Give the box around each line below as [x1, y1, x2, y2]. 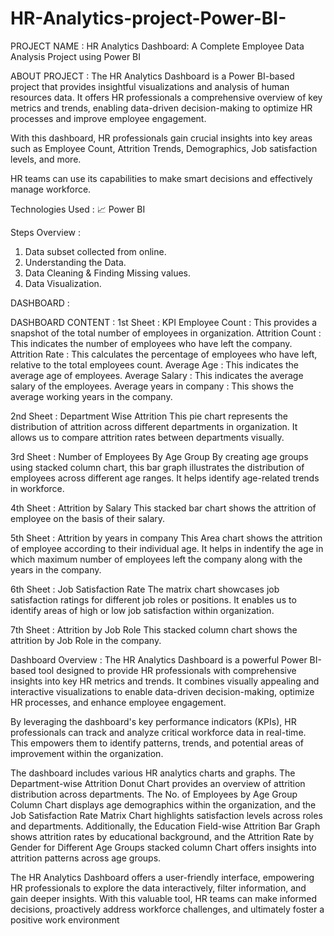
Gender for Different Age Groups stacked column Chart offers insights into [10, 841, 317, 853]
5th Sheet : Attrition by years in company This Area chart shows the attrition [10, 532, 323, 544]
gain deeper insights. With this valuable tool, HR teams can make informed [10, 892, 318, 904]
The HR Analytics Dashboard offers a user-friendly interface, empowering [10, 871, 315, 883]
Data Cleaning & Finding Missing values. [24, 267, 191, 279]
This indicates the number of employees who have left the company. [10, 337, 293, 349]
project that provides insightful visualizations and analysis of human [10, 80, 290, 92]
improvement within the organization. [10, 747, 164, 759]
